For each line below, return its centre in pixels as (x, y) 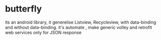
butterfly (23, 9)
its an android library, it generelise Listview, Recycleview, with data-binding (81, 22)
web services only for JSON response (43, 32)
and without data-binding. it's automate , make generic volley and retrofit (79, 27)
